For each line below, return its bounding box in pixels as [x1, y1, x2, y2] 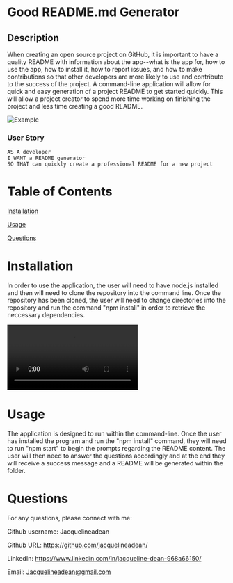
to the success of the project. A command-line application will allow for [7, 80, 211, 88]
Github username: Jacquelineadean [7, 527, 110, 536]
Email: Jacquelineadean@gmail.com [7, 568, 111, 576]
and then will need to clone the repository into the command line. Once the [7, 289, 221, 297]
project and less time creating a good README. [7, 102, 143, 110]
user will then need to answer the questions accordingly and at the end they [7, 452, 225, 460]
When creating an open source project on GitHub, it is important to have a [7, 50, 219, 58]
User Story [7, 133, 45, 143]
